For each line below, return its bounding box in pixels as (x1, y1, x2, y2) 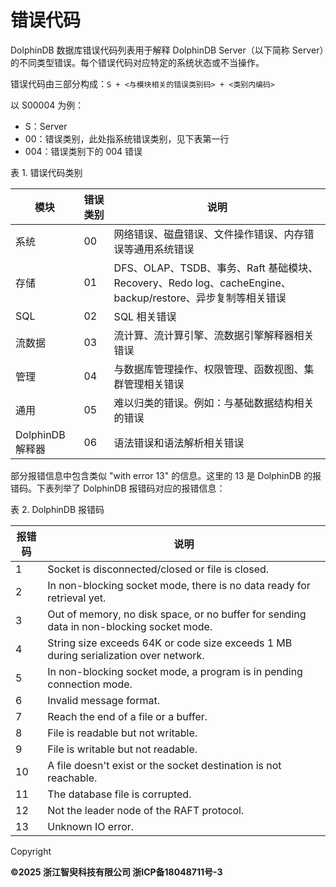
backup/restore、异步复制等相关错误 (113, 291, 287, 305)
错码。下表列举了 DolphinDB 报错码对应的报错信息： (10, 482, 226, 494)
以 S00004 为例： (10, 99, 85, 111)
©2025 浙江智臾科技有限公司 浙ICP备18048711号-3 (10, 866, 223, 878)
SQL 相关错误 (113, 309, 177, 323)
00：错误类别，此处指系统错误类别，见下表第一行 (24, 132, 230, 145)
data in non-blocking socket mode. (47, 619, 213, 633)
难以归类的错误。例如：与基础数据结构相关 (113, 396, 315, 410)
